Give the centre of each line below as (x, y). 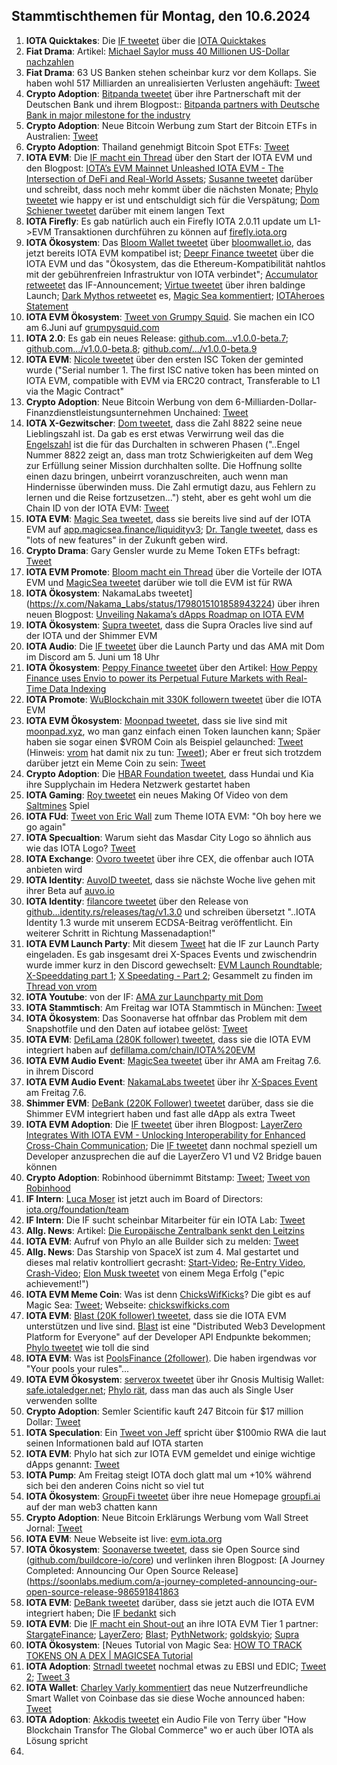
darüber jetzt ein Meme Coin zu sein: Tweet (115, 763)
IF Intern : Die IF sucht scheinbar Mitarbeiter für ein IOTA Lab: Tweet (165, 1220)
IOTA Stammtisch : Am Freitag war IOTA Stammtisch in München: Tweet (174, 1007)
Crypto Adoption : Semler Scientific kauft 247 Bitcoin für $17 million (164, 1411)
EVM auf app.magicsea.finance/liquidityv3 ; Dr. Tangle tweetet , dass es (171, 529)
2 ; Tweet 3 (48, 1676)
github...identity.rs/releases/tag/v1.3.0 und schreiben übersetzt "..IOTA (170, 911)
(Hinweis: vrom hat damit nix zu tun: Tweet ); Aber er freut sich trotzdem (173, 752)
